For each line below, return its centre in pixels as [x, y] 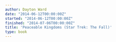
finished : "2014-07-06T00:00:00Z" [40, 23]
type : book [16, 32]
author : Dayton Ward [26, 9]
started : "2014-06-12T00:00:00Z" [39, 18]
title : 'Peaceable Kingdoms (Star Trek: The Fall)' [58, 28]
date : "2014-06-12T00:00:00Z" [36, 14]
